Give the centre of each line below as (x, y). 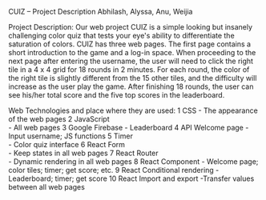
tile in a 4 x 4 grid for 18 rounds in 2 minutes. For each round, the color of (129, 70)
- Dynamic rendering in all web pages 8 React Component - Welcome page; (133, 162)
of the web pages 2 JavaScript (59, 119)
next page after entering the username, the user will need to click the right (131, 61)
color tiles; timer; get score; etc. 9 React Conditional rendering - (114, 170)
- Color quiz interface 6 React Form (67, 144)
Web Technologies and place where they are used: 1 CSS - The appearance (133, 110)
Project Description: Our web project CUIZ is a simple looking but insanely (131, 27)
